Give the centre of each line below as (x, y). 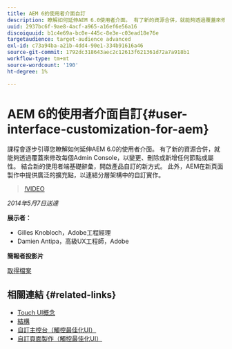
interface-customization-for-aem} (108, 129)
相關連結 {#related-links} (62, 295)
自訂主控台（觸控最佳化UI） (57, 330)
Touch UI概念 (36, 313)
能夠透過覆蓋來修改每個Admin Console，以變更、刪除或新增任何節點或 (108, 158)
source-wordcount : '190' (43, 65)
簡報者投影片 (25, 256)
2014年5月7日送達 (33, 203)
